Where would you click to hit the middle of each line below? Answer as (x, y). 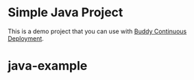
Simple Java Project (65, 13)
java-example (48, 66)
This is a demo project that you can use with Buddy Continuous (97, 31)
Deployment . (26, 38)
